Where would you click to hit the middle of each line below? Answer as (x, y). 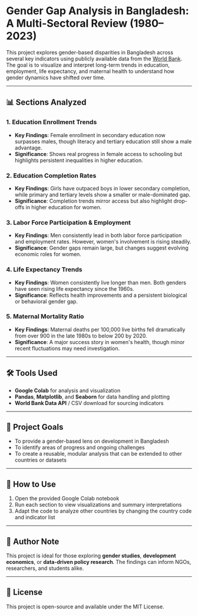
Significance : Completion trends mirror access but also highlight (93, 201)
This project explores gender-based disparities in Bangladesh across (90, 52)
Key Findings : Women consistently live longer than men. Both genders (100, 283)
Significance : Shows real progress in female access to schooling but (98, 154)
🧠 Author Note (33, 541)
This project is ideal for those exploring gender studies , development (91, 556)
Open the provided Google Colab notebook (67, 498)
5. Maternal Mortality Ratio (45, 316)
